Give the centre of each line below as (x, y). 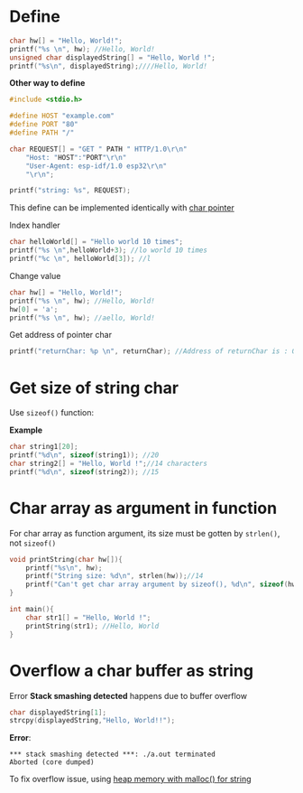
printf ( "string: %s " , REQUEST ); (70, 191)
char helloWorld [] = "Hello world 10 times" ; (96, 242)
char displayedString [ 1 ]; (58, 712)
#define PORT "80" (44, 125)
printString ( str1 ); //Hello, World (92, 626)
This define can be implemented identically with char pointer (122, 208)
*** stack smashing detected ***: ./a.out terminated (113, 755)
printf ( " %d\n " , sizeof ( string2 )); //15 (84, 471)
